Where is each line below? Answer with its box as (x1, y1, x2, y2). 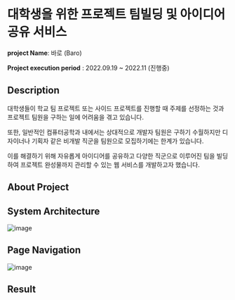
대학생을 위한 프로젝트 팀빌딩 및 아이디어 (7, 6, 226, 23)
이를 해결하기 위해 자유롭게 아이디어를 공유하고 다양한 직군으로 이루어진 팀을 (7, 151, 215, 160)
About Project (7, 181, 69, 194)
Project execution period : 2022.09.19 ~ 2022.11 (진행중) (7, 63, 170, 72)
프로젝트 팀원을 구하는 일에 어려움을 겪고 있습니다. (7, 113, 145, 121)
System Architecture (7, 205, 100, 217)
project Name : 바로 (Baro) (7, 49, 82, 57)
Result (7, 283, 36, 296)
